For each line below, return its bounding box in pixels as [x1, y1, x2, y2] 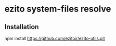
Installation [4, 23, 39, 31]
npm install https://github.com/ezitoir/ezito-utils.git [4, 35, 105, 41]
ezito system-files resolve [4, 3, 111, 15]
